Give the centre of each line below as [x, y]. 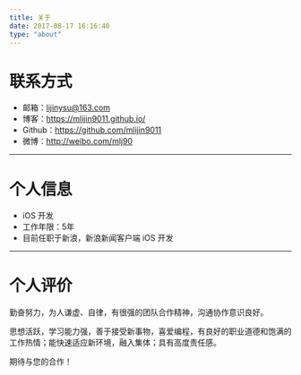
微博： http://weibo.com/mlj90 [77, 141]
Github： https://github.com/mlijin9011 [92, 130]
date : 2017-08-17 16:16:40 [60, 26]
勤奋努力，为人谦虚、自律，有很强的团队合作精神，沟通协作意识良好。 [139, 312]
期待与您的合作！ [41, 362]
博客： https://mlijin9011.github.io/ [84, 119]
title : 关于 [30, 17]
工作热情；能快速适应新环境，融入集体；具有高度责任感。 [115, 343]
